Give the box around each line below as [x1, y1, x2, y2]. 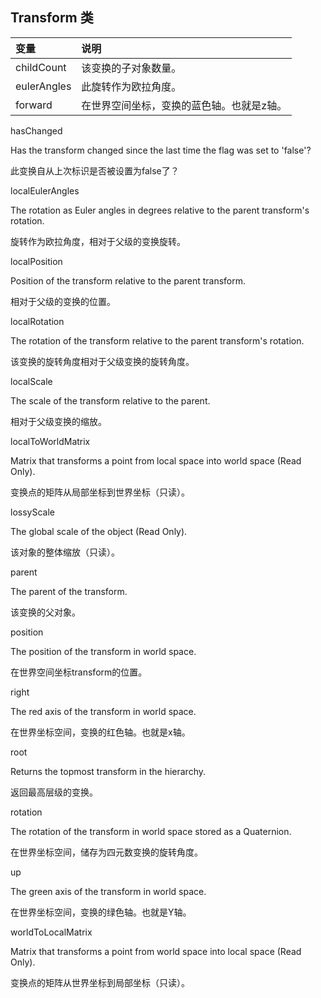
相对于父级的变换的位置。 [10, 295, 116, 307]
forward [15, 98, 53, 112]
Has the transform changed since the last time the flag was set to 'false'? [10, 144, 312, 156]
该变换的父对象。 [10, 606, 81, 618]
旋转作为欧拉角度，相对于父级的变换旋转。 [10, 235, 186, 247]
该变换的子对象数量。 [81, 61, 182, 75]
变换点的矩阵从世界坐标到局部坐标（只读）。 [10, 976, 190, 988]
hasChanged [10, 124, 63, 137]
